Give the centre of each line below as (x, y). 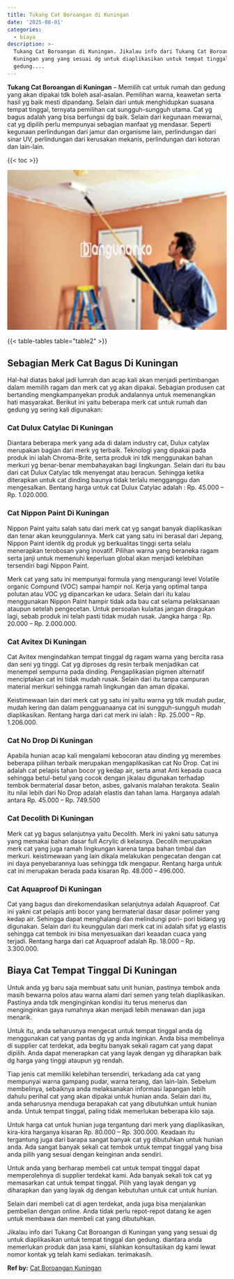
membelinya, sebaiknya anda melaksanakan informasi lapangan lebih (107, 1089)
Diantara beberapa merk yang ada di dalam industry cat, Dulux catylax (108, 443)
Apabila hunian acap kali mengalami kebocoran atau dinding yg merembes (114, 756)
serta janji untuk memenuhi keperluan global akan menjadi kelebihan (106, 558)
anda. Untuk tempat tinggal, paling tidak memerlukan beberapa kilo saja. (111, 1111)
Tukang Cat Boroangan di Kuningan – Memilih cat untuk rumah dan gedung (116, 87)
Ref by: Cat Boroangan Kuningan (55, 1268)
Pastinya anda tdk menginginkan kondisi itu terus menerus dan (97, 1002)
